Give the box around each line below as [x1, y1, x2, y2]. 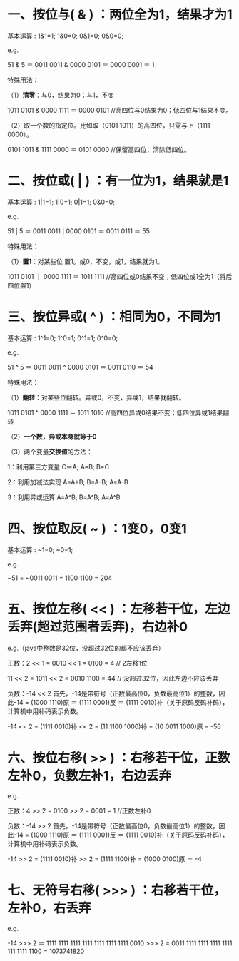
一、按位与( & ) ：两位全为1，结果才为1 [7, 6, 233, 23]
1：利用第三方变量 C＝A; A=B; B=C [7, 462, 109, 471]
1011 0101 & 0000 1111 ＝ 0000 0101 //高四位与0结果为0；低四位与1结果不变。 [7, 106, 233, 114]
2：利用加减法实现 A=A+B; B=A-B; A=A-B [7, 477, 128, 486]
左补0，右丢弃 [7, 900, 91, 916]
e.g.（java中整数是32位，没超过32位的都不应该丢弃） [7, 644, 165, 652]
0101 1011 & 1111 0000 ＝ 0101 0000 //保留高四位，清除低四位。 [7, 145, 191, 153]
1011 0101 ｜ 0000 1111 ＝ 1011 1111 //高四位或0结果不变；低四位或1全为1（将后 [7, 272, 233, 280]
